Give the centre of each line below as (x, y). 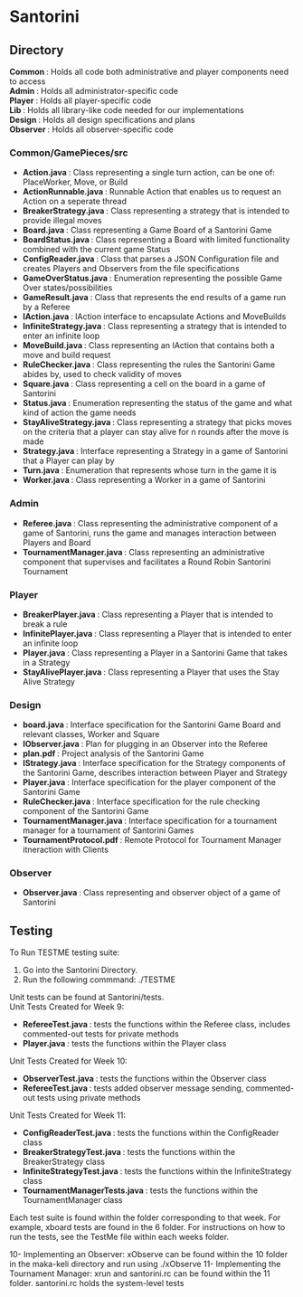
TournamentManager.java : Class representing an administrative (143, 552)
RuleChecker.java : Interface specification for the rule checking (141, 801)
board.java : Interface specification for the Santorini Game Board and (151, 724)
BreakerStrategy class (64, 1162)
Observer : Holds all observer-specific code (91, 129)
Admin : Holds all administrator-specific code (94, 91)
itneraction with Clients (65, 850)
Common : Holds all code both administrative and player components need (149, 71)
